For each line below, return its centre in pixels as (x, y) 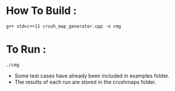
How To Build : (41, 11)
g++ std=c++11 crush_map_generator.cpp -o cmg (64, 26)
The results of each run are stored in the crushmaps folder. (85, 82)
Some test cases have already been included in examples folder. (92, 76)
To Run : (26, 49)
